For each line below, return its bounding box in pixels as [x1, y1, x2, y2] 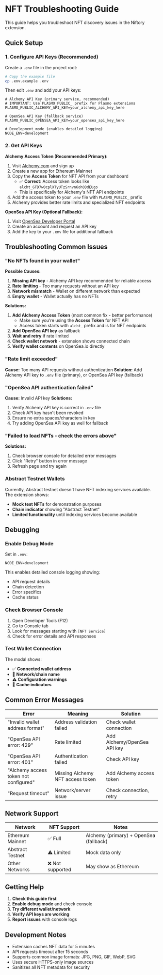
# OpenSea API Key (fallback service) [5, 114, 83, 119]
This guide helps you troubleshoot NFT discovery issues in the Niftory [5, 20, 145, 25]
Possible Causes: [5, 268, 41, 274]
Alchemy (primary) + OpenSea [85, 832, 156, 839]
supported [48, 866, 71, 873]
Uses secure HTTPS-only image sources [12, 959, 94, 965]
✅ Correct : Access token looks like [19, 178, 90, 184]
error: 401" [7, 758, 33, 765]
